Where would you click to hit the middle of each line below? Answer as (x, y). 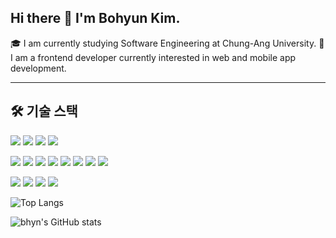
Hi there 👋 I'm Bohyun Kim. (95, 18)
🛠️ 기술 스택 (44, 111)
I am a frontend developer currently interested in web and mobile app (153, 57)
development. (38, 68)
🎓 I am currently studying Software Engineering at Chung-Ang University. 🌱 (167, 43)
